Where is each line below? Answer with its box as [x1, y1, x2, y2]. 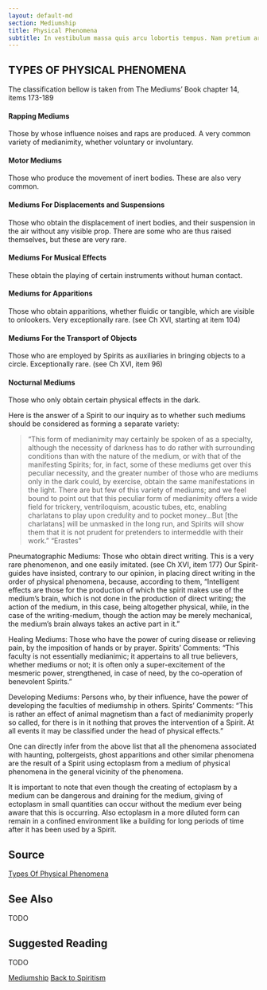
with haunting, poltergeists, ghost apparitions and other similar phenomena [8, 750, 254, 760]
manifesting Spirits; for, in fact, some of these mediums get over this [27, 460, 252, 470]
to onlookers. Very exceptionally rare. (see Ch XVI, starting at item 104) [8, 315, 241, 325]
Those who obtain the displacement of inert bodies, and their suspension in [8, 217, 256, 227]
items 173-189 [8, 93, 54, 103]
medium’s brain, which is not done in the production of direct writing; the [8, 594, 246, 604]
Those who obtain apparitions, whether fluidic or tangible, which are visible [8, 307, 255, 316]
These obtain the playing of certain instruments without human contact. [8, 270, 243, 280]
